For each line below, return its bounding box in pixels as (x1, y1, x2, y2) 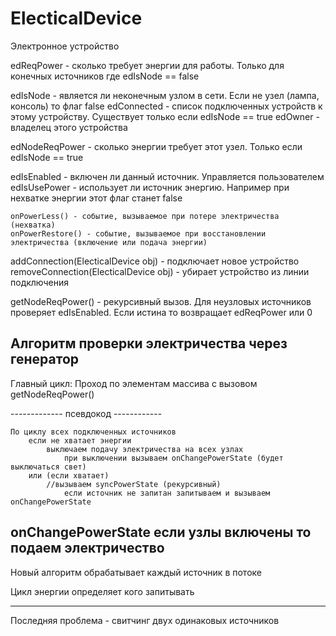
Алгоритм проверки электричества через (10, 335, 288, 352)
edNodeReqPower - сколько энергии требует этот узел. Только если (10, 140, 303, 152)
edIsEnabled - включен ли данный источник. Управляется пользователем (10, 170, 325, 182)
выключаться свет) (10, 462, 87, 472)
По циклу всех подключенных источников (10, 427, 177, 437)
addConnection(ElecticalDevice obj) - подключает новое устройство (10, 255, 300, 267)
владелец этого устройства (10, 121, 128, 133)
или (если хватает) (28, 470, 110, 481)
